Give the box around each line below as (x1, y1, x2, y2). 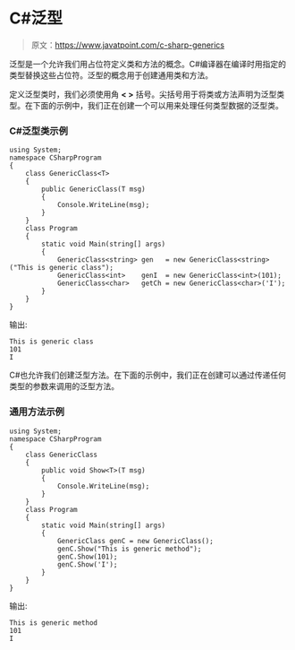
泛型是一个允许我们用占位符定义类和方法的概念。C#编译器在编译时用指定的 (9, 58, 287, 69)
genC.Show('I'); (56, 559, 118, 569)
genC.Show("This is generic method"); (56, 544, 202, 553)
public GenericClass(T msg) (41, 185, 146, 194)
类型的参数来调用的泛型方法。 (9, 381, 119, 392)
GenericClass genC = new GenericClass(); (56, 536, 215, 545)
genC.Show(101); (56, 552, 118, 561)
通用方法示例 (9, 405, 65, 418)
